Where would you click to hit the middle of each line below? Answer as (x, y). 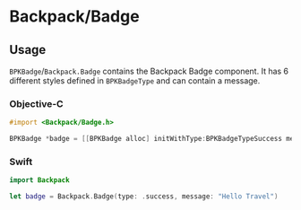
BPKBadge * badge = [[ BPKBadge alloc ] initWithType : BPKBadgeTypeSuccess (146, 139)
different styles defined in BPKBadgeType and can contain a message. (135, 81)
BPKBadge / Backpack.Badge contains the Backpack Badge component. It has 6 (149, 71)
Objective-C (37, 103)
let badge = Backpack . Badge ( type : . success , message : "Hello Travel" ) (144, 197)
